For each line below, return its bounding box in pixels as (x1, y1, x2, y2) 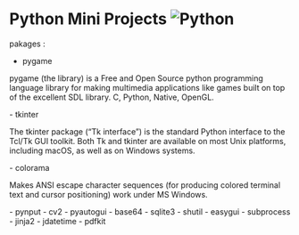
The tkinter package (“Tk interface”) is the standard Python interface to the (9, 126, 286, 137)
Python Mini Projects (9, 9, 168, 29)
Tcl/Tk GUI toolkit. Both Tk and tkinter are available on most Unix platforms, (9, 135, 287, 146)
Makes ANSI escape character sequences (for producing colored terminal (9, 179, 281, 190)
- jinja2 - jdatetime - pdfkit (9, 215, 106, 226)
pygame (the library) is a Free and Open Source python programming (9, 72, 263, 84)
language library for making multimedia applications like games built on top (9, 82, 286, 93)
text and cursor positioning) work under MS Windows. (9, 189, 208, 199)
